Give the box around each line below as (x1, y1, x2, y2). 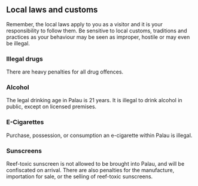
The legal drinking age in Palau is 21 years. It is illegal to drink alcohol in (6, 97, 182, 104)
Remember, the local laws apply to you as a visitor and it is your (6, 20, 163, 28)
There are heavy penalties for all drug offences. (6, 68, 124, 75)
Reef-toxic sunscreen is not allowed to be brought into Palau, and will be (6, 160, 185, 167)
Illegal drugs (6, 54, 44, 63)
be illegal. (6, 39, 30, 47)
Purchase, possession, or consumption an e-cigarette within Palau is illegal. (6, 132, 193, 139)
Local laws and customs (6, 5, 98, 15)
